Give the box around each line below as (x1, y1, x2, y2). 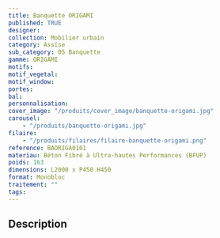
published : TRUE (8, 19, 62, 27)
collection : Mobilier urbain (8, 33, 104, 42)
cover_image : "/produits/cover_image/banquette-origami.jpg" (8, 108, 214, 115)
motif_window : (8, 77, 55, 85)
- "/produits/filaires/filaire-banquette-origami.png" (22, 136, 207, 145)
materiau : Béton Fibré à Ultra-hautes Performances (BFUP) (8, 151, 207, 159)
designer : (8, 26, 41, 34)
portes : (8, 85, 34, 93)
